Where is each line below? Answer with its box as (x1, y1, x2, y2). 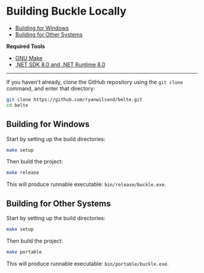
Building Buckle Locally (6, 4, 127, 18)
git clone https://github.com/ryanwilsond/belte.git (6, 96, 143, 103)
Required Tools (6, 43, 46, 50)
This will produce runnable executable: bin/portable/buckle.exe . (6, 260, 169, 267)
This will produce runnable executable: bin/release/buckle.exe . (6, 181, 166, 188)
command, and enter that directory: (6, 85, 95, 92)
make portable (6, 249, 42, 255)
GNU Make (15, 54, 43, 61)
